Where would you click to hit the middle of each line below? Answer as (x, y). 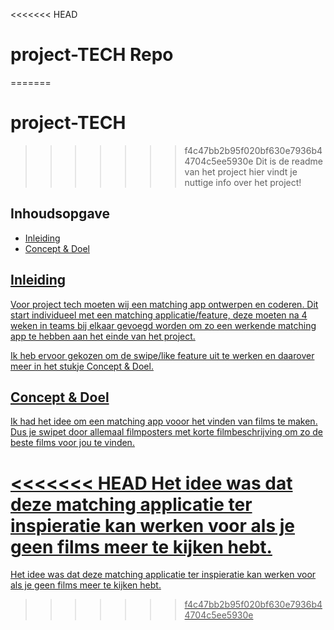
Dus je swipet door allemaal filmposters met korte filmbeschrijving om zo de (166, 432)
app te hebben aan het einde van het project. (103, 336)
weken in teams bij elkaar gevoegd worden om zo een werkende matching (163, 325)
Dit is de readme (289, 161)
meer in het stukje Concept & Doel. (82, 366)
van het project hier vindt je (241, 171)
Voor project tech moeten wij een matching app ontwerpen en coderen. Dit (164, 304)
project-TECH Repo (92, 55)
